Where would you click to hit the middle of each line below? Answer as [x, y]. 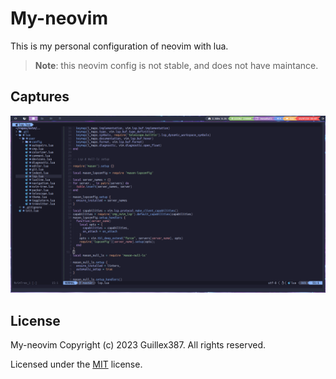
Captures [40, 97]
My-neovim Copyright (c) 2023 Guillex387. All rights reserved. [138, 345]
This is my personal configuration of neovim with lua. [119, 46]
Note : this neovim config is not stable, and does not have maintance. [176, 65]
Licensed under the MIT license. [76, 364]
